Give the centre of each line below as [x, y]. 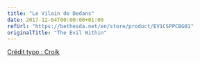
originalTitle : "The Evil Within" [57, 33]
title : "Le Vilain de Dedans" [51, 13]
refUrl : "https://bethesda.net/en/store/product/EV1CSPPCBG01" [101, 26]
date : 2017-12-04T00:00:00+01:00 [56, 20]
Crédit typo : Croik [34, 52]
